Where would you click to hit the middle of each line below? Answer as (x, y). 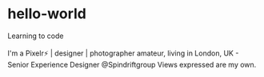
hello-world (47, 14)
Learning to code (36, 36)
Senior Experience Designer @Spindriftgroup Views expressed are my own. (132, 64)
